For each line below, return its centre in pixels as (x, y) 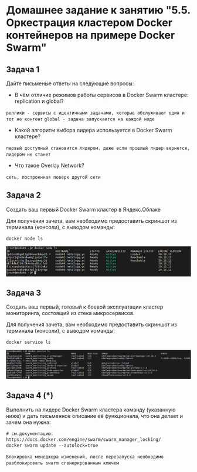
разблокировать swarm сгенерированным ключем (62, 463)
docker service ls (28, 342)
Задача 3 (24, 293)
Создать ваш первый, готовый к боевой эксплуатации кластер (85, 307)
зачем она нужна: (28, 422)
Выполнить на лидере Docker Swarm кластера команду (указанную (91, 410)
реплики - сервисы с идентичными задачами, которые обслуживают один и (95, 113)
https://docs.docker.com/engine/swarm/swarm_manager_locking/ (84, 439)
